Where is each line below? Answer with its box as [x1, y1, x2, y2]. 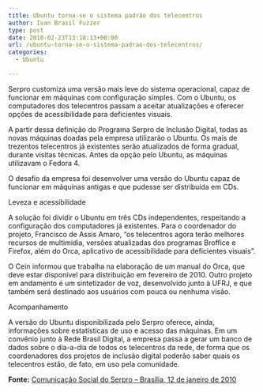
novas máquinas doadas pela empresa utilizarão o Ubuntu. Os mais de [8, 133, 238, 142]
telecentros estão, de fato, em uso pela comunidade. [8, 359, 180, 368]
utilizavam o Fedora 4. [8, 158, 81, 168]
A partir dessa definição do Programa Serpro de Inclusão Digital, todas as [8, 124, 248, 134]
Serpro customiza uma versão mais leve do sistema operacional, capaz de [8, 84, 250, 93]
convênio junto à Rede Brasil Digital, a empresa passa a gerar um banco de [8, 334, 253, 344]
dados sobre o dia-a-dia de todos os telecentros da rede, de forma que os [8, 342, 250, 352]
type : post [8, 26, 44, 34]
